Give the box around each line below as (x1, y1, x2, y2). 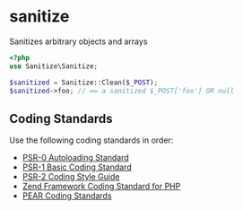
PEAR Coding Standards (22, 190, 112, 201)
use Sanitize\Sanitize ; (9, 61, 99, 71)
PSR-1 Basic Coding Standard (22, 162, 132, 172)
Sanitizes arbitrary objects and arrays (9, 36, 148, 47)
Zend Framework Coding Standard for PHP (22, 181, 181, 192)
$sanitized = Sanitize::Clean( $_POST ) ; (9, 78, 159, 87)
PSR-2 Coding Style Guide (22, 171, 120, 182)
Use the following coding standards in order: (9, 135, 174, 145)
